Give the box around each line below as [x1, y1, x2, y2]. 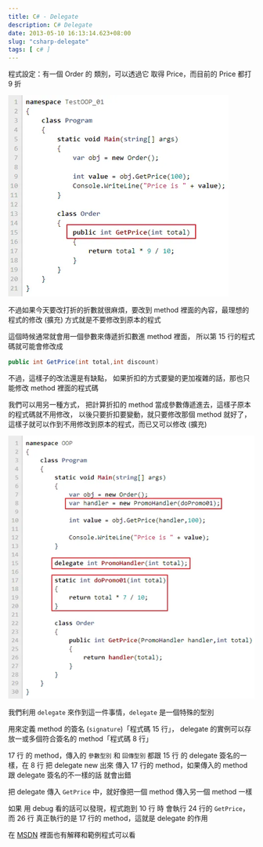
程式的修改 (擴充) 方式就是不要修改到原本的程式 [8, 315, 162, 325]
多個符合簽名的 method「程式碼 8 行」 [28, 734, 153, 743]
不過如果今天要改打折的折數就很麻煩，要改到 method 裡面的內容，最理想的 [8, 305, 250, 315]
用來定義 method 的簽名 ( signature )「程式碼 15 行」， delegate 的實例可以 [8, 725, 245, 734]
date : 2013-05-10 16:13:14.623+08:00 [8, 29, 131, 37]
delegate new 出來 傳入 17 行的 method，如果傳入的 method [54, 761, 248, 770]
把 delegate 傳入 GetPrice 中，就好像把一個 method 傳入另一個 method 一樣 [8, 787, 253, 797]
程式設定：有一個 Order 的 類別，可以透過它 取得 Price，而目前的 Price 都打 [8, 69, 252, 78]
